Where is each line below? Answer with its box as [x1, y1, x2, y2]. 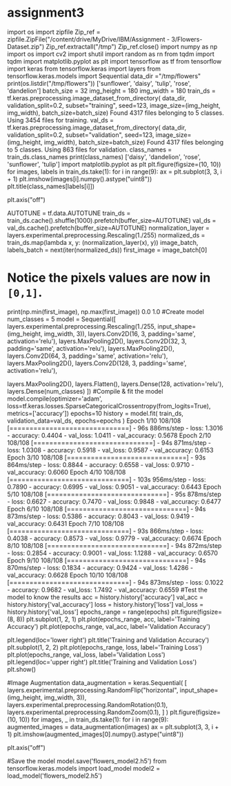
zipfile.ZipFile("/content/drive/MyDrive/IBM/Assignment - [7, 35, 170, 43]
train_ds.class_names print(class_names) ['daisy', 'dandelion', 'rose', [7, 152, 201, 161]
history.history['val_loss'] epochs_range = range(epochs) [7, 607, 170, 616]
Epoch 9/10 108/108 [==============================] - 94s [7, 556, 206, 565]
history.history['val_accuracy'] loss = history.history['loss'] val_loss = [7, 600, 204, 608]
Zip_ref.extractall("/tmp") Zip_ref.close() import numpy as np [46, 42, 218, 51]
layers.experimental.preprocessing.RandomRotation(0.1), [7, 700, 168, 709]
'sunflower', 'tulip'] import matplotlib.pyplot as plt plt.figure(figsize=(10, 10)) [7, 160, 221, 168]
